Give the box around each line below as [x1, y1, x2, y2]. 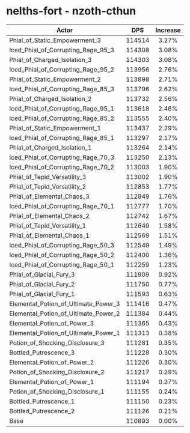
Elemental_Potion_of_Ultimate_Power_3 [9, 299, 120, 307]
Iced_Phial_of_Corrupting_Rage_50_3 [9, 241, 115, 249]
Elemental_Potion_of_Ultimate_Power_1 [9, 329, 120, 337]
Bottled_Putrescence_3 [9, 348, 75, 357]
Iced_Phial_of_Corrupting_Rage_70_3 [9, 153, 115, 162]
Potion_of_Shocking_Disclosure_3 [9, 338, 105, 347]
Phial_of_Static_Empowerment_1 [9, 124, 101, 132]
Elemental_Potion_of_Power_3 [9, 319, 94, 327]
